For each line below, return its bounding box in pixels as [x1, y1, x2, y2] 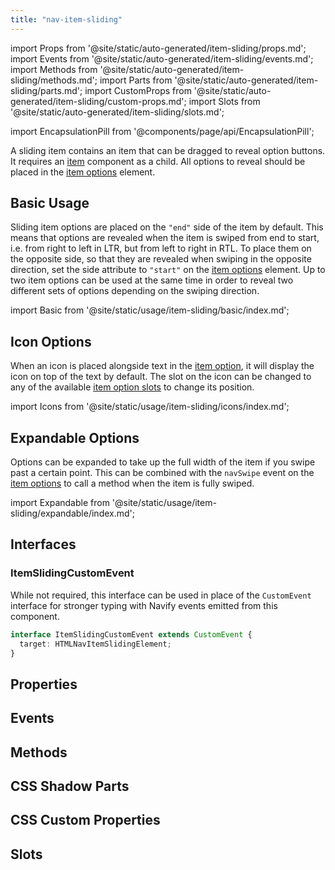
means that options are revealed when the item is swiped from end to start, [10, 232, 320, 244]
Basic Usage [10, 195, 90, 212]
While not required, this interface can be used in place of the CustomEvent [10, 589, 312, 601]
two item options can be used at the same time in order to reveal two [10, 274, 294, 286]
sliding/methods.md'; [10, 74, 98, 86]
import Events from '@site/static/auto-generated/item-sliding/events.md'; [10, 52, 314, 65]
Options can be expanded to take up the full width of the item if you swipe [10, 456, 316, 468]
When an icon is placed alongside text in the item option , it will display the [10, 360, 315, 372]
